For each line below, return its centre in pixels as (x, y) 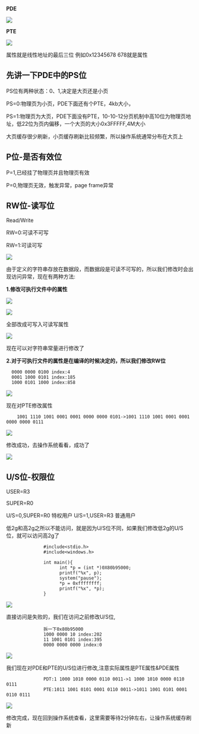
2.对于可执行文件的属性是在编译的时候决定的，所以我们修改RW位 (86, 361)
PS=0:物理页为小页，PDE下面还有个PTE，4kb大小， (70, 103)
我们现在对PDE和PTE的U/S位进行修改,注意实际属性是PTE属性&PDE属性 (93, 668)
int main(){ (58, 563)
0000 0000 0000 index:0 (73, 645)
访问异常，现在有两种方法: (43, 277)
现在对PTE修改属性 (29, 405)
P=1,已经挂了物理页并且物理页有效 (48, 172)
